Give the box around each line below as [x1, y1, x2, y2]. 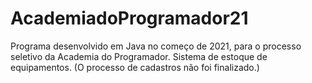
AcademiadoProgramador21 [10, 7, 249, 30]
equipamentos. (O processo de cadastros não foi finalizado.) [10, 61, 260, 73]
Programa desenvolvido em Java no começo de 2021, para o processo [10, 40, 302, 52]
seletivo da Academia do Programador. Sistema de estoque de [10, 50, 268, 62]
